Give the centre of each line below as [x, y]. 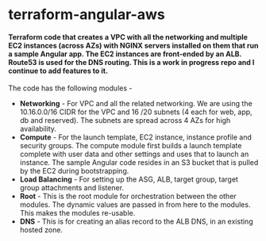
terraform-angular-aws [87, 15]
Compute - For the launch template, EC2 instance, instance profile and [136, 137]
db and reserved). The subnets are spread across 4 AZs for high [125, 120]
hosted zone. [41, 230]
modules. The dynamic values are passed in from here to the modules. [135, 205]
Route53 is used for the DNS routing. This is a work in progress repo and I [131, 62]
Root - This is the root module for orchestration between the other [128, 197]
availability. [38, 129]
